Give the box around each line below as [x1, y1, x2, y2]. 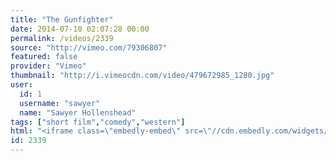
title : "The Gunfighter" [10, 14, 114, 25]
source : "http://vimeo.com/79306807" [10, 42, 168, 53]
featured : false [10, 52, 78, 62]
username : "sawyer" [19, 98, 101, 108]
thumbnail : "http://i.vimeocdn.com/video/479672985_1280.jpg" [10, 71, 275, 81]
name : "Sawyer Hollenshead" [19, 107, 137, 118]
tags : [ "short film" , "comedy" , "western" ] [10, 117, 186, 127]
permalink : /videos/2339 [10, 33, 114, 43]
